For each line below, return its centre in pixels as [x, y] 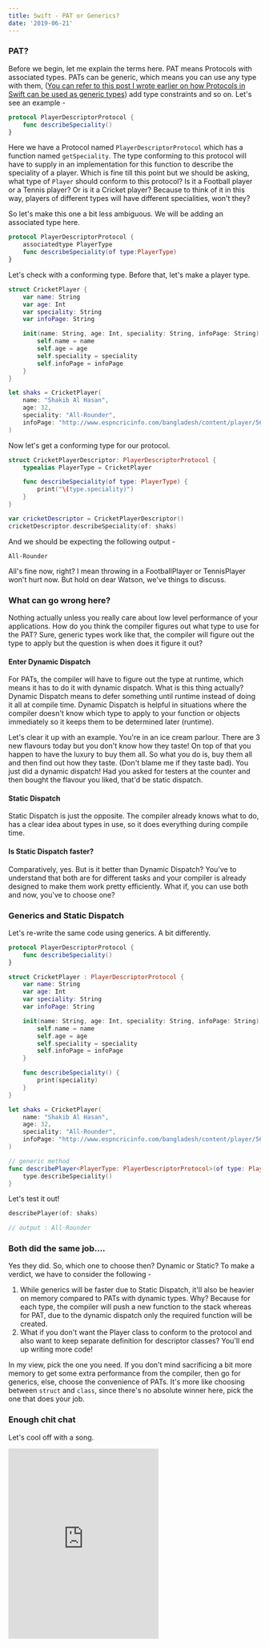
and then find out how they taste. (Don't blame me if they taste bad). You [128, 763]
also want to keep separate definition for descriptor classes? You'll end [137, 1341]
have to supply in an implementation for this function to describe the [121, 164]
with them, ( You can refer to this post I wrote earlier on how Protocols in [127, 86]
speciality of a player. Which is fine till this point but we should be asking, [129, 173]
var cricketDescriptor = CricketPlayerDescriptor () [96, 518]
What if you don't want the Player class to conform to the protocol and [136, 1332]
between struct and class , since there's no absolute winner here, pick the [131, 1391]
